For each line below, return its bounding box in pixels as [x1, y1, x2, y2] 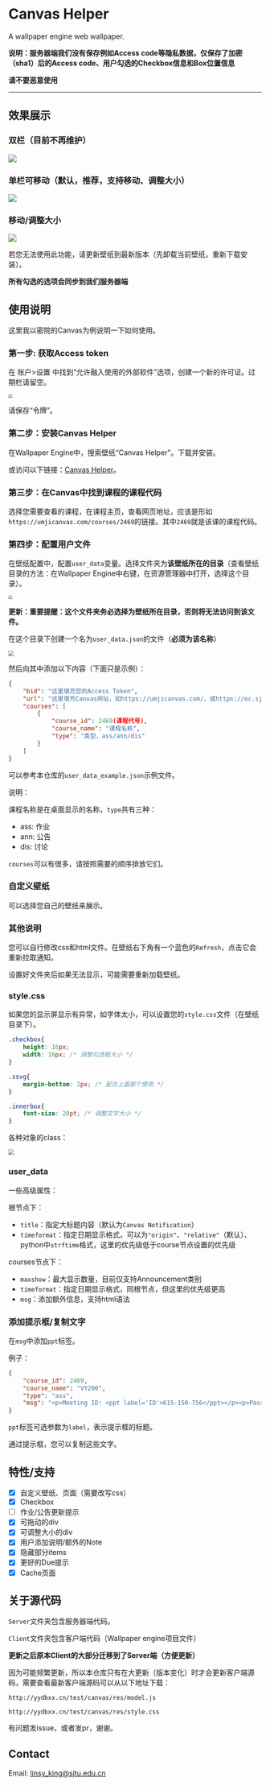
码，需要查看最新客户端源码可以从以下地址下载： [8, 1678, 170, 1688]
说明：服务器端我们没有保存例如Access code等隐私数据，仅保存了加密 [8, 48, 243, 57]
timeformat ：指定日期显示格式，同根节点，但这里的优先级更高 [19, 1284, 226, 1293]
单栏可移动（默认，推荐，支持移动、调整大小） [8, 175, 190, 186]
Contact [8, 1747, 50, 1760]
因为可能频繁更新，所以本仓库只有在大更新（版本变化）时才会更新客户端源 [8, 1668, 255, 1677]
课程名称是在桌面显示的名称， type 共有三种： [8, 804, 157, 814]
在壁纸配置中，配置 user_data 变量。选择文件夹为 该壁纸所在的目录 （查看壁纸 [8, 559, 260, 568]
